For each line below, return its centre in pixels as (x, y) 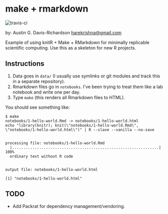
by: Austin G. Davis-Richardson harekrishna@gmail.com (64, 32)
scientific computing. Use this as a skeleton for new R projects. (71, 48)
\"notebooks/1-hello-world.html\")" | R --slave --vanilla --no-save (80, 130)
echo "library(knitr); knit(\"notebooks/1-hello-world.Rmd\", (72, 125)
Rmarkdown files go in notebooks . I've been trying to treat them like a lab (88, 87)
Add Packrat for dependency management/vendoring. (69, 206)
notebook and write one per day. (46, 92)
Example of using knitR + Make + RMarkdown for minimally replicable (77, 42)
